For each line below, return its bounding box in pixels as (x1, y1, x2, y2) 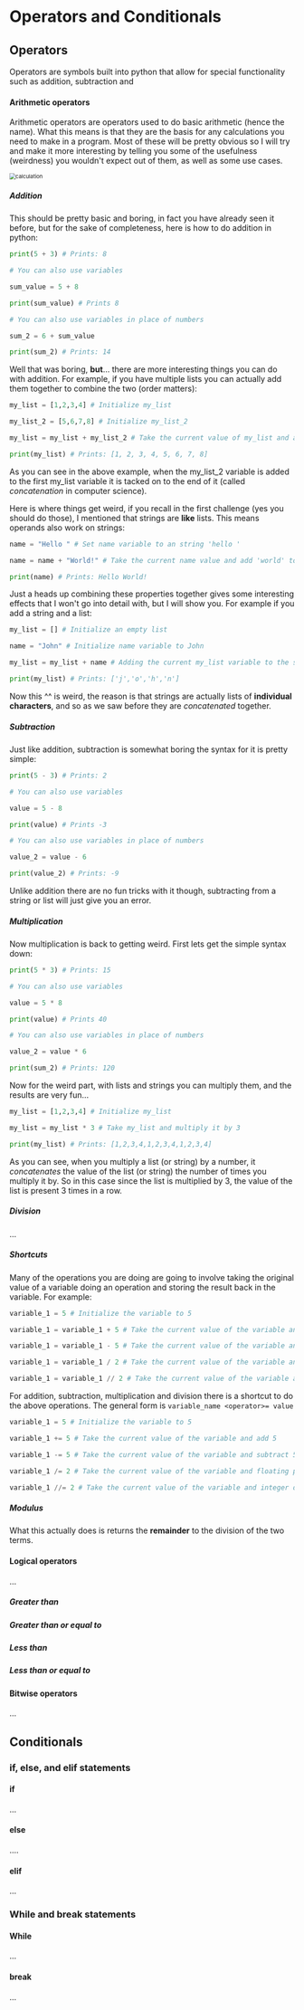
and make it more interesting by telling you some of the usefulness (9, 146, 258, 157)
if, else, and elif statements (9, 1761, 131, 1774)
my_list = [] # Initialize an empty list (9, 625, 168, 634)
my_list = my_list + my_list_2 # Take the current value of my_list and (9, 433, 290, 443)
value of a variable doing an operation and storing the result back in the (9, 1281, 276, 1292)
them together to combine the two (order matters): (9, 383, 197, 395)
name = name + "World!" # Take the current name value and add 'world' (9, 556, 285, 565)
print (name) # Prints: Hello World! (9, 572, 147, 581)
